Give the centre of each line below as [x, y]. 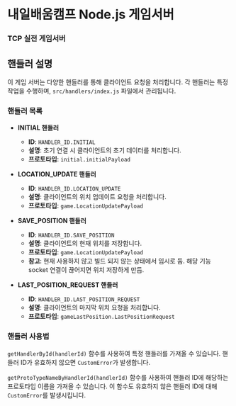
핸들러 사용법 [28, 337]
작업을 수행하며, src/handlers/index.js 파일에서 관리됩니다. [92, 91]
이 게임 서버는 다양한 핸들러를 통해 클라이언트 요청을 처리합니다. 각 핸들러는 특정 [118, 81]
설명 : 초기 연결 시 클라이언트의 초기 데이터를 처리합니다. [105, 150]
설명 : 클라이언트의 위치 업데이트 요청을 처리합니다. [97, 197]
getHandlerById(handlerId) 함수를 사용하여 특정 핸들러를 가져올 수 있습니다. [114, 353]
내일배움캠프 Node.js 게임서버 [91, 15]
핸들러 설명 [30, 63]
